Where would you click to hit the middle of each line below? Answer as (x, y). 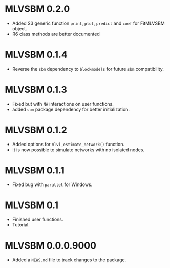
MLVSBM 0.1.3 (36, 90)
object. (19, 28)
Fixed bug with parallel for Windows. (52, 184)
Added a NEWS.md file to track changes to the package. (69, 260)
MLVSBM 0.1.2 (36, 130)
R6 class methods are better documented (56, 34)
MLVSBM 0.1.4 (36, 55)
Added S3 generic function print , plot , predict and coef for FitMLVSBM (88, 23)
